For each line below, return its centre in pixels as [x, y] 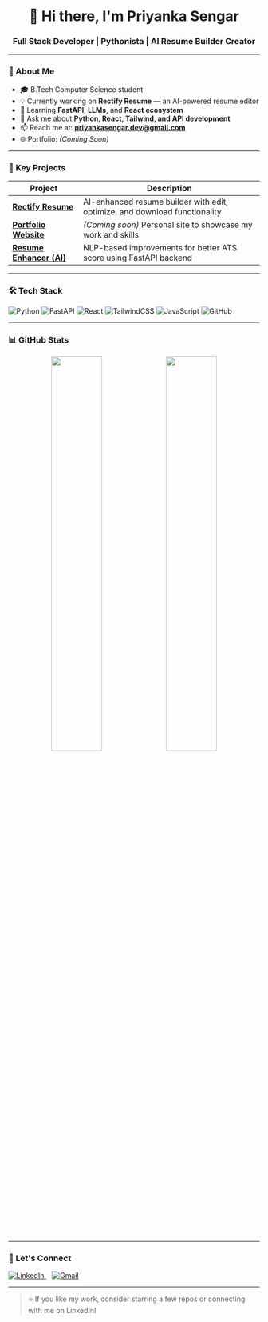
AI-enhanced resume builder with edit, [156, 202]
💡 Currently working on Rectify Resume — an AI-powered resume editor [139, 101]
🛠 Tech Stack [35, 291]
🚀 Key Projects [37, 167]
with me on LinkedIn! [62, 1310]
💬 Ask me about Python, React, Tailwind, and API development [125, 118]
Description [169, 189]
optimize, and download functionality [152, 212]
